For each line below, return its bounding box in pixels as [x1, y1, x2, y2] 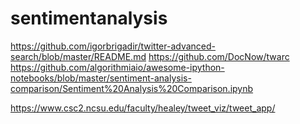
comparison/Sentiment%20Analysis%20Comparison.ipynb [10, 82, 254, 94]
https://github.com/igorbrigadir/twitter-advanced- [10, 40, 217, 52]
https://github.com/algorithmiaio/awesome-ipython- [10, 61, 225, 73]
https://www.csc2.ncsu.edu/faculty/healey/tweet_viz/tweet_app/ [10, 102, 276, 114]
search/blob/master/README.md [10, 50, 147, 62]
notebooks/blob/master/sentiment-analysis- [10, 72, 192, 84]
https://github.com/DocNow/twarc [148, 50, 290, 62]
